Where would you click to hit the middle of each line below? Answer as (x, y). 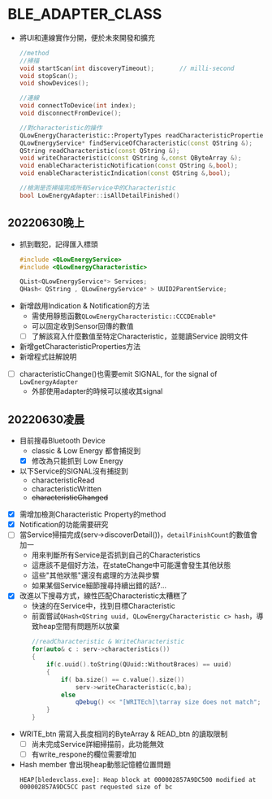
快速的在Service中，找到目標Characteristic (103, 606)
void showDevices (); (54, 83)
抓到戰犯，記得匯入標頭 (58, 244)
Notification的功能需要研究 (64, 525)
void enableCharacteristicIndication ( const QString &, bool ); (125, 173)
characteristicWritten (67, 489)
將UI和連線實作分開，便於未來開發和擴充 (87, 37)
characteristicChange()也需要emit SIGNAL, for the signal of (118, 374)
